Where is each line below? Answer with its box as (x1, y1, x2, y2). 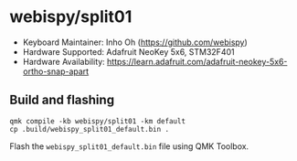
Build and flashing (9, 92, 115, 108)
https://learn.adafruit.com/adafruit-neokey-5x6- (106, 56, 288, 67)
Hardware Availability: (22, 56, 105, 67)
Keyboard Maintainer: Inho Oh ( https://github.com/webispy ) (22, 37, 249, 48)
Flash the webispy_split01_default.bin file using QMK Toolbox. (9, 140, 249, 152)
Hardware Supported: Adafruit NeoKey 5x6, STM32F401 (22, 46, 235, 57)
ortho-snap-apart (22, 66, 90, 77)
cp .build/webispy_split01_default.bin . (9, 124, 170, 134)
